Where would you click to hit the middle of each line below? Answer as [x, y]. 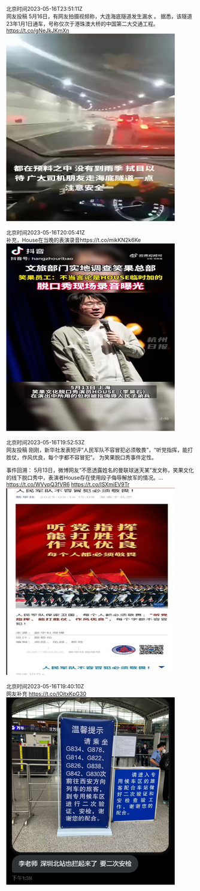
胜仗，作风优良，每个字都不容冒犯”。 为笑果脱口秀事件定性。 [82, 457]
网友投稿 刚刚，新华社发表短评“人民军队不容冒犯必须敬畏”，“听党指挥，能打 [100, 450]
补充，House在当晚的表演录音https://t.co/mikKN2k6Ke [74, 240]
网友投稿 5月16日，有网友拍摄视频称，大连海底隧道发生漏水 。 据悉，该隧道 [99, 16]
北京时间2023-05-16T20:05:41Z [46, 232]
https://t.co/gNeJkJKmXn [38, 31]
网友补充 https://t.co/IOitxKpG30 [46, 694]
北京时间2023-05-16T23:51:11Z [44, 9]
